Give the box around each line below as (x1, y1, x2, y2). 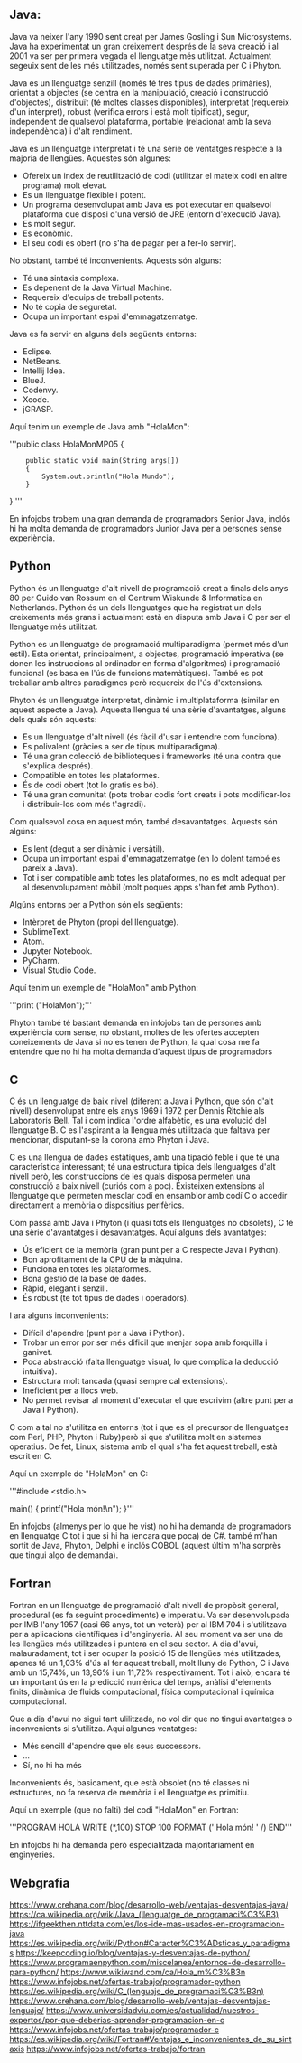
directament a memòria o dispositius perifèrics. (9, 1200, 185, 1210)
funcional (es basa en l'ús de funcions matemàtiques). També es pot (9, 667, 264, 678)
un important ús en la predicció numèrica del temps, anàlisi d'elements (9, 1677, 272, 1688)
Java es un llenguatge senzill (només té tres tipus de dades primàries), (9, 77, 272, 89)
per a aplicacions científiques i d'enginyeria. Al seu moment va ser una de (9, 1629, 284, 1640)
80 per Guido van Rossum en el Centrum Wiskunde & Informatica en (9, 592, 263, 603)
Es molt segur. (22, 218, 77, 229)
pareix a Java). (22, 862, 78, 873)
